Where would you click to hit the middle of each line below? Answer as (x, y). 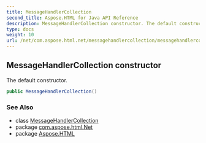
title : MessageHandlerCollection (49, 12)
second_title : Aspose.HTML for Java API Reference (72, 18)
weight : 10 (20, 35)
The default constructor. (37, 80)
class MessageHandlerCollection (57, 120)
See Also (20, 107)
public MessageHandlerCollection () (52, 91)
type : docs (20, 29)
